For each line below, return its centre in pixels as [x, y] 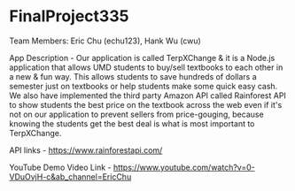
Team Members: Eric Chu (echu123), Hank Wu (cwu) [105, 41]
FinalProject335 [69, 16]
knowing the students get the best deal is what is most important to [132, 123]
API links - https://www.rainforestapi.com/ [86, 150]
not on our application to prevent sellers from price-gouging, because [136, 114]
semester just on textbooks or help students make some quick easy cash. [144, 86]
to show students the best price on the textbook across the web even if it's [146, 104]
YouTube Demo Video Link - [60, 167]
